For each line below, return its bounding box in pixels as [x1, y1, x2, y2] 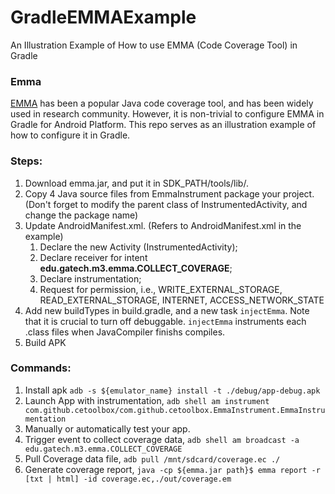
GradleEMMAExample [10, 6, 197, 29]
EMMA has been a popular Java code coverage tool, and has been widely [10, 97, 314, 110]
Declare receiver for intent [39, 251, 148, 263]
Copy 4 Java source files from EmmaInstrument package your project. [24, 187, 315, 200]
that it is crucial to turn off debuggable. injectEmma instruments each [24, 315, 307, 327]
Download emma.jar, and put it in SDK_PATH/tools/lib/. [24, 177, 249, 189]
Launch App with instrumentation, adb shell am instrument [24, 394, 270, 406]
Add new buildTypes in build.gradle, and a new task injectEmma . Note [24, 304, 310, 316]
